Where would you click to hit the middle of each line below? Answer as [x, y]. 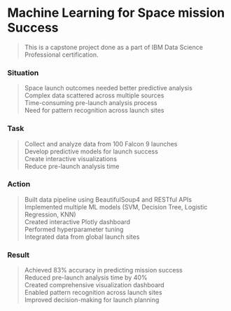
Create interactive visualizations [71, 158]
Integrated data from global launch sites [82, 237]
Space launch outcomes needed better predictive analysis [108, 88]
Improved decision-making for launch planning [92, 300]
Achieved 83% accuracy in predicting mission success [104, 270]
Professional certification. [61, 55]
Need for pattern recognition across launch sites [94, 111]
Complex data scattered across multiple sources [94, 95]
